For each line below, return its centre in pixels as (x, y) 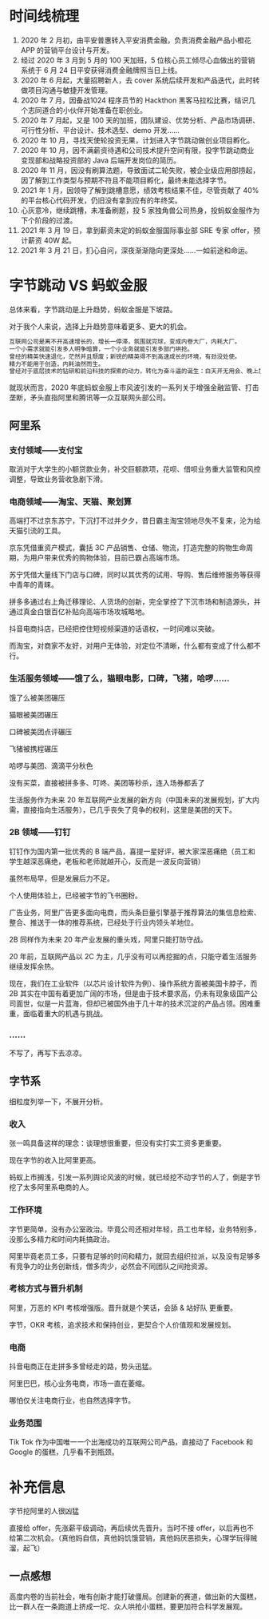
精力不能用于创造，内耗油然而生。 (57, 364)
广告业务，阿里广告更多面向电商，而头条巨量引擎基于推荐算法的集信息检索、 (135, 912)
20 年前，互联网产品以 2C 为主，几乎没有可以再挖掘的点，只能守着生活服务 (133, 956)
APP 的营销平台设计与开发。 (67, 50)
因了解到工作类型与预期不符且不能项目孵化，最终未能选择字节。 (125, 180)
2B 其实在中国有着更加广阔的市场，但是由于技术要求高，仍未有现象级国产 (130, 993)
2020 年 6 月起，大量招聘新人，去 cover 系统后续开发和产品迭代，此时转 (140, 80)
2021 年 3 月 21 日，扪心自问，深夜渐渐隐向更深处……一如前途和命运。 (136, 250)
